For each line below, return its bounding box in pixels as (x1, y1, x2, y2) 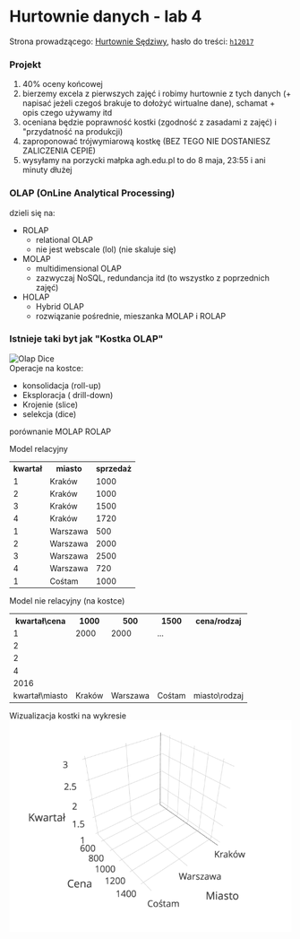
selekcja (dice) (21, 408, 77, 419)
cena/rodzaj (195, 615, 242, 626)
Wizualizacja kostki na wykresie (9, 710, 127, 721)
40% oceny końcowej (21, 79, 103, 90)
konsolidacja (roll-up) (21, 379, 101, 391)
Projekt (9, 58, 42, 71)
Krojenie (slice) (21, 399, 79, 410)
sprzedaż (95, 464, 133, 474)
